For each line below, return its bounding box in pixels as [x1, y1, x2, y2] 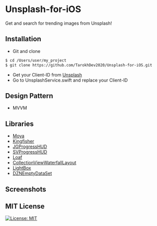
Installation [5, 35, 41, 43]
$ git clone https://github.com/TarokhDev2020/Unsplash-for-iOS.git [5, 62, 152, 67]
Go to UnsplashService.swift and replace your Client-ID [12, 77, 128, 83]
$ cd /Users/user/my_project [5, 58, 67, 63]
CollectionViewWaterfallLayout [12, 160, 77, 166]
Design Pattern [5, 92, 54, 100]
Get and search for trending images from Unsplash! [5, 20, 112, 26]
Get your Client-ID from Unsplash [12, 71, 82, 78]
